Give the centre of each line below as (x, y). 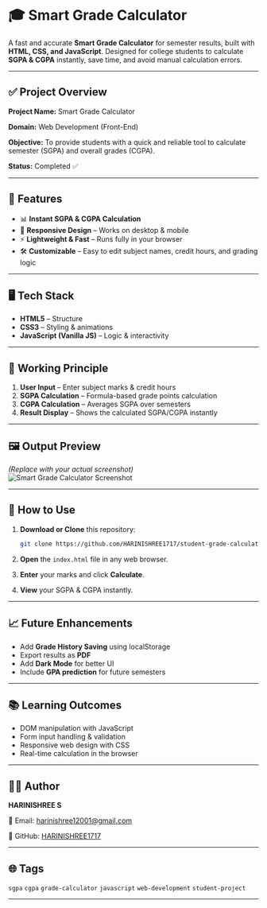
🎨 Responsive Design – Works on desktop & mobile (104, 230)
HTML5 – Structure (51, 319)
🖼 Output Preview (54, 446)
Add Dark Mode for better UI (67, 663)
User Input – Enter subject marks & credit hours (98, 387)
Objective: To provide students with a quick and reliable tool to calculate (127, 142)
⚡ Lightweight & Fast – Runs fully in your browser (101, 239)
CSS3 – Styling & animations (66, 328)
